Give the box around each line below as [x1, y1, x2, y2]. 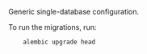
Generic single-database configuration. [8, 7, 140, 16]
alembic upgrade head [23, 38, 95, 46]
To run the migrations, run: [8, 23, 97, 31]
